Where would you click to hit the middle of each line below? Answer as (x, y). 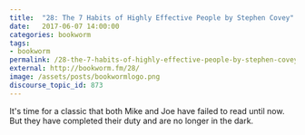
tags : (20, 43)
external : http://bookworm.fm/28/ (75, 69)
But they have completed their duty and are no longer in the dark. (132, 121)
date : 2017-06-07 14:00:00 (64, 26)
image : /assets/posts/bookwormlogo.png (85, 77)
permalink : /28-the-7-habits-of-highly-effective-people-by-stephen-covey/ (156, 60)
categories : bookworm (50, 34)
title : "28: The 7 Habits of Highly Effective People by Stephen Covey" (152, 18)
